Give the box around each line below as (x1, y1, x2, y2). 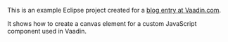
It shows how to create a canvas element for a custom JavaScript (7, 20, 197, 27)
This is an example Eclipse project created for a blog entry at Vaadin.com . (7, 6, 222, 14)
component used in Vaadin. (7, 27, 87, 35)
